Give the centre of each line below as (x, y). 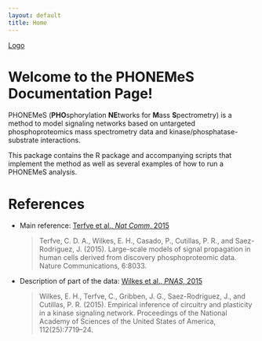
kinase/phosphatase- (204, 132)
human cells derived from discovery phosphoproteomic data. (138, 258)
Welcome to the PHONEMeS (101, 77)
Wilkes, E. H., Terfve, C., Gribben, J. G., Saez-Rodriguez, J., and (142, 296)
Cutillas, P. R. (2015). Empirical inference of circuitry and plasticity (146, 305)
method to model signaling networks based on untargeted (102, 123)
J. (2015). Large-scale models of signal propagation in (163, 249)
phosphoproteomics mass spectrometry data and (88, 132)
